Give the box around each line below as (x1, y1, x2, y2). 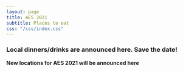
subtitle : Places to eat (6, 20, 69, 26)
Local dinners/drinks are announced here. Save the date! (6, 46, 178, 54)
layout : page (6, 8, 40, 15)
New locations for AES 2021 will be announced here (6, 59, 140, 66)
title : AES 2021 (6, 14, 47, 20)
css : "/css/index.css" (6, 25, 64, 32)
